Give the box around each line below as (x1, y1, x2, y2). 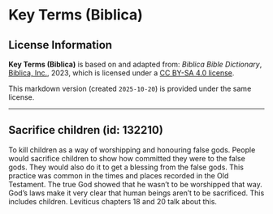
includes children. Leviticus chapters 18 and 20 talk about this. (8, 196, 218, 206)
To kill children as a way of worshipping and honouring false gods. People (8, 144, 256, 155)
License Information (8, 38, 112, 52)
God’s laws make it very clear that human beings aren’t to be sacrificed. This (8, 188, 265, 198)
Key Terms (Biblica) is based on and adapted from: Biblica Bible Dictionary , (8, 59, 262, 69)
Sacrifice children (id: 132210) (8, 123, 164, 137)
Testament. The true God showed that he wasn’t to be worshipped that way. (8, 179, 262, 189)
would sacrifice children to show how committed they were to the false (8, 153, 245, 163)
